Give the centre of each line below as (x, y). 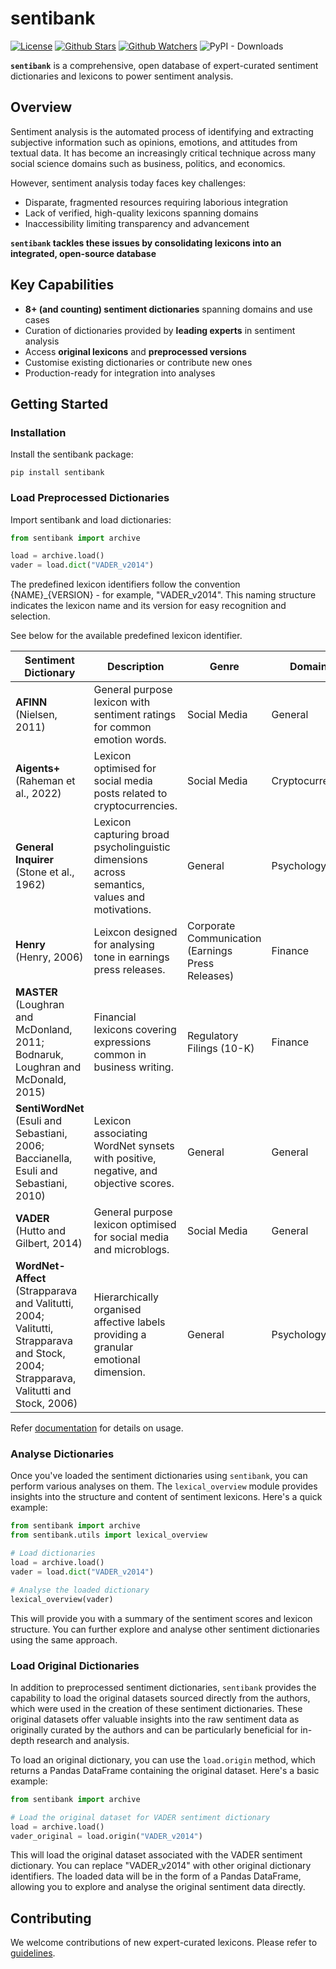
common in (120, 1055)
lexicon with (122, 702)
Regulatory (212, 1036)
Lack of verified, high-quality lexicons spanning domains (141, 213)
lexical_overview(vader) (62, 1599)
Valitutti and (43, 1391)
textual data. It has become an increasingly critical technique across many (163, 153)
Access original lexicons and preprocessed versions (135, 351)
